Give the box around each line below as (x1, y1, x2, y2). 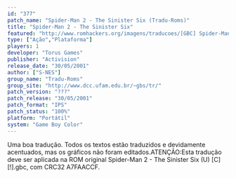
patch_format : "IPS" (7, 102, 68, 109)
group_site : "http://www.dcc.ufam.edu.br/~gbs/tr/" (7, 82, 162, 89)
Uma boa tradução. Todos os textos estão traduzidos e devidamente (7, 140, 206, 149)
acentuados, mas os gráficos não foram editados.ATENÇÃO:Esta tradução (7, 148, 223, 156)
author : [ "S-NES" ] (7, 69, 61, 76)
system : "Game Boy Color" (7, 121, 83, 128)
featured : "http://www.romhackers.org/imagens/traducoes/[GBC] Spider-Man (7, 29, 231, 37)
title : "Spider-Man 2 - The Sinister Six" (7, 23, 133, 30)
